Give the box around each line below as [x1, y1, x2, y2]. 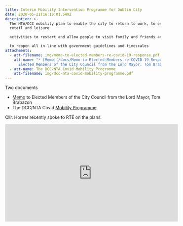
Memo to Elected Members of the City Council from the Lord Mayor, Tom [12, 94, 160, 100]
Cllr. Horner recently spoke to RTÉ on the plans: [5, 114, 102, 120]
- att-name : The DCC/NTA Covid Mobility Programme [9, 66, 116, 72]
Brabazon [12, 99, 32, 105]
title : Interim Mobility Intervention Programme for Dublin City [5, 7, 142, 12]
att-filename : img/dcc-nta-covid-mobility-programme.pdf [14, 71, 134, 76]
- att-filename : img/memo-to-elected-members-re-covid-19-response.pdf [9, 52, 160, 57]
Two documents [5, 85, 38, 90]
